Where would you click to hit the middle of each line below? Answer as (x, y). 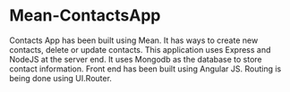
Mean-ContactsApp (85, 16)
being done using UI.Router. (60, 78)
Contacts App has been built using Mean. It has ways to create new (134, 40)
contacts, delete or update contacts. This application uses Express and (140, 49)
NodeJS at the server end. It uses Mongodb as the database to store (136, 59)
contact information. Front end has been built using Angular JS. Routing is (145, 69)
